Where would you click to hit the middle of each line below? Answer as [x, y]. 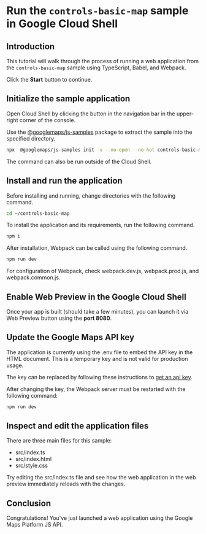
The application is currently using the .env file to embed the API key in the [100, 352]
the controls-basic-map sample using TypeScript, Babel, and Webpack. [96, 68]
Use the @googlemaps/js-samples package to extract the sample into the [99, 132]
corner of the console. [48, 120]
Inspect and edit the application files [78, 426]
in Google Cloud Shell [62, 24]
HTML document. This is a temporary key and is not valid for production [97, 358]
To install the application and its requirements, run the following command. [101, 225]
